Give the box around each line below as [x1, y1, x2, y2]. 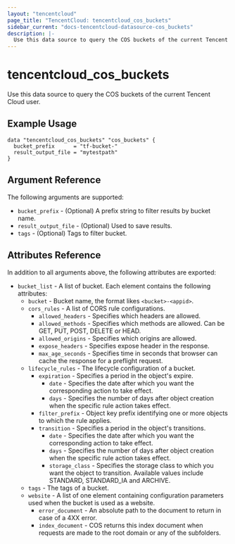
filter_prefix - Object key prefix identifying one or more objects [38, 409, 229, 417]
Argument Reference [7, 174, 101, 186]
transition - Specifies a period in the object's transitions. [38, 424, 206, 432]
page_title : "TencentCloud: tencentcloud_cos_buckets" [7, 17, 172, 24]
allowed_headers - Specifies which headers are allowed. [38, 311, 201, 320]
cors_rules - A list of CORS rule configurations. [27, 304, 165, 312]
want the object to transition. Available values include [49, 469, 204, 477]
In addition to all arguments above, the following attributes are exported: [7, 268, 217, 277]
